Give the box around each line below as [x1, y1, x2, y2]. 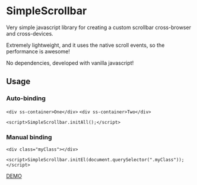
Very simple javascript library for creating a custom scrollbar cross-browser [6, 24, 192, 31]
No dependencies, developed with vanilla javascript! [6, 59, 134, 66]
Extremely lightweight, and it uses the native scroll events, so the [6, 42, 165, 49]
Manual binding [6, 133, 52, 141]
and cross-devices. [6, 30, 53, 37]
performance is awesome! [6, 47, 70, 55]
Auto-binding [6, 94, 46, 103]
